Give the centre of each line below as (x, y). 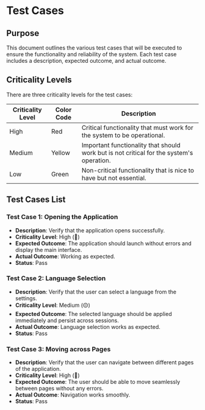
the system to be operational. (123, 135)
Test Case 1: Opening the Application (62, 217)
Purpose (23, 33)
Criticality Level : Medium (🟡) (52, 305)
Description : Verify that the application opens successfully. (90, 230)
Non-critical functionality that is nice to (138, 170)
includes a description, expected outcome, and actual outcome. (86, 61)
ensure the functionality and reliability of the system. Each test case (92, 54)
